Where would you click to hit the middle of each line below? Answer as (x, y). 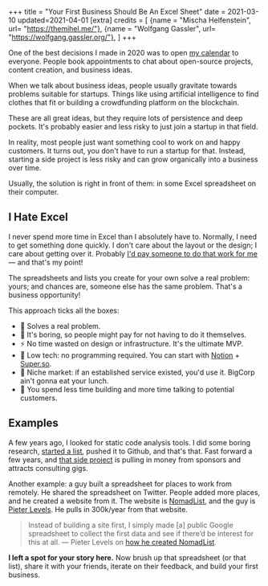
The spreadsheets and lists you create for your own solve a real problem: (129, 277)
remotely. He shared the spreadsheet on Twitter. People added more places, (134, 492)
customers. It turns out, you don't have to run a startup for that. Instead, (127, 151)
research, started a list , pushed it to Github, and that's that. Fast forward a (130, 451)
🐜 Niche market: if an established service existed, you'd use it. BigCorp (137, 372)
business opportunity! (45, 295)
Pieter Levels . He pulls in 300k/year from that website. (98, 509)
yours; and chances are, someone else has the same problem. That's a (126, 286)
